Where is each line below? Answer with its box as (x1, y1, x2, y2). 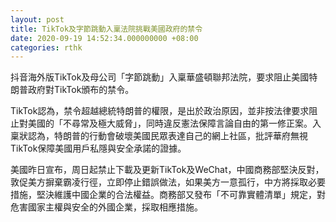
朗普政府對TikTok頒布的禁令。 (10, 84, 135, 96)
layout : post (10, 14, 65, 25)
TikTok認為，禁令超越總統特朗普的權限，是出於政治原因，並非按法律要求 (10, 105, 310, 117)
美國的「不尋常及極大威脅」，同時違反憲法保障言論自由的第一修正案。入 (27, 117, 322, 130)
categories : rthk (10, 42, 83, 53)
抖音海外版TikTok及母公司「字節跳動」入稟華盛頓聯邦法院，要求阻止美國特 (10, 71, 318, 83)
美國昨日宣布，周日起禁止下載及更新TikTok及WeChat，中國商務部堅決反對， (10, 164, 325, 176)
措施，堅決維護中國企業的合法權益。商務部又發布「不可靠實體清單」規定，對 (10, 189, 326, 201)
